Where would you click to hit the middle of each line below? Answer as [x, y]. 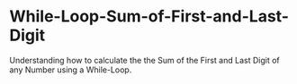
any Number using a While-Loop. [71, 70]
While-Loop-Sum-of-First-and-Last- [149, 17]
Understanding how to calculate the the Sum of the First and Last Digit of [145, 60]
